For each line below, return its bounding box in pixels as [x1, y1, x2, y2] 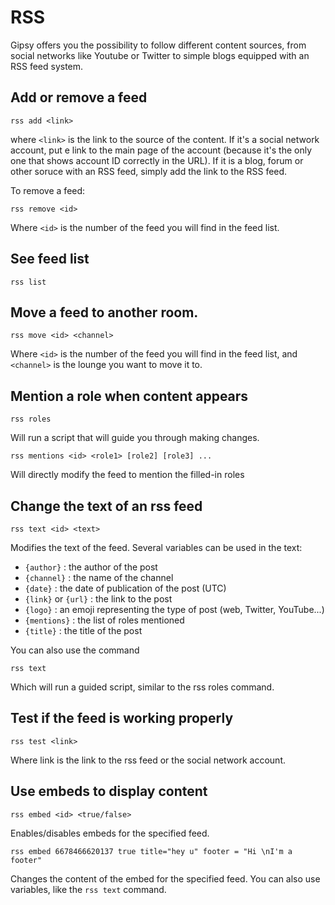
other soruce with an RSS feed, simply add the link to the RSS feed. [10, 165, 288, 177]
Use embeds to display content [10, 783, 208, 800]
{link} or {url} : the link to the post [24, 593, 173, 605]
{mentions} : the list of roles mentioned [24, 614, 185, 626]
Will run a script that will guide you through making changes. [10, 432, 260, 444]
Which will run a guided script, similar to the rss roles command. [10, 681, 275, 693]
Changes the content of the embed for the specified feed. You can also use [10, 872, 321, 885]
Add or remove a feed [10, 89, 148, 106]
